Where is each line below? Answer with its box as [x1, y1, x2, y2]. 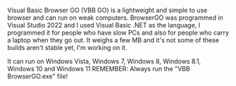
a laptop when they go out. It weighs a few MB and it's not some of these [7, 36, 220, 44]
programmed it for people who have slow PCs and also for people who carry [7, 28, 229, 37]
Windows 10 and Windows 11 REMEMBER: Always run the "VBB [7, 65, 190, 73]
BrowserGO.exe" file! [7, 72, 68, 80]
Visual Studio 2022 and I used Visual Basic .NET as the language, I [7, 21, 201, 29]
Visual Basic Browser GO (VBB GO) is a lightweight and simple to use [7, 6, 208, 14]
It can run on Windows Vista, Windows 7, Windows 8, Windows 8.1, [7, 57, 201, 66]
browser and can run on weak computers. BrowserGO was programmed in [7, 13, 223, 22]
